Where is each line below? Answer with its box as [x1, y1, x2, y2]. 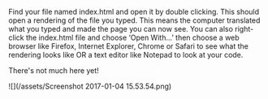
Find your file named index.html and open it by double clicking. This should [8, 7, 260, 16]
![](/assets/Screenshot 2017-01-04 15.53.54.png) [8, 81, 172, 91]
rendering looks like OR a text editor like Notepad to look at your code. [8, 50, 244, 59]
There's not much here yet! [8, 66, 99, 75]
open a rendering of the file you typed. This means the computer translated [8, 15, 261, 25]
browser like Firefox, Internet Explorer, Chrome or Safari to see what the [8, 41, 249, 51]
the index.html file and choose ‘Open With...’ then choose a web [25, 32, 240, 42]
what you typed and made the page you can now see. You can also [8, 24, 234, 33]
